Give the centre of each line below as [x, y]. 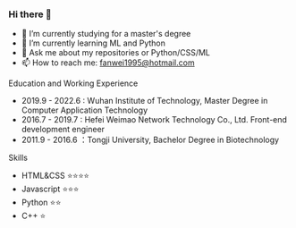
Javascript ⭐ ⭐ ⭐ [50, 189]
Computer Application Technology [85, 110]
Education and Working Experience [73, 83]
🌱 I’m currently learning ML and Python [93, 43]
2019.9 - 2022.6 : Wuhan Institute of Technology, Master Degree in [144, 101]
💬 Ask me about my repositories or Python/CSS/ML [116, 53]
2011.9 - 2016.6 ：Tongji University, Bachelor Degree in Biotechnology [150, 140]
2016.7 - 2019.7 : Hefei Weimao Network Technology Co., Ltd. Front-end [154, 120]
